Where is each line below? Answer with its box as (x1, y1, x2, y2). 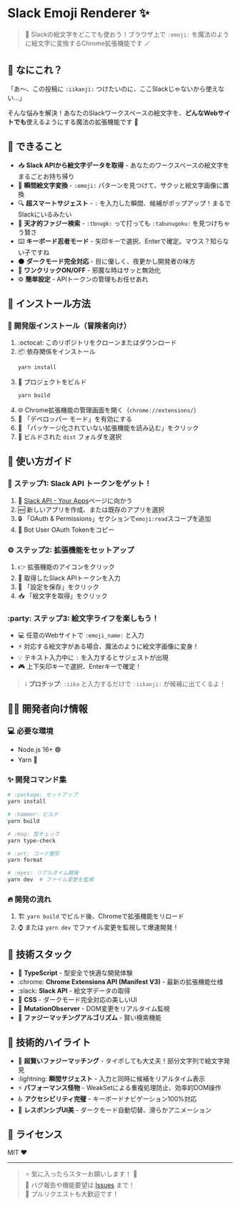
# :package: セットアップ (7, 791, 79, 798)
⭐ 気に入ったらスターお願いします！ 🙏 (24, 1169, 138, 1178)
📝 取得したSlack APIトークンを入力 (17, 573, 121, 582)
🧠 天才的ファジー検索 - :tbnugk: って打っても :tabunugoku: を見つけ (17, 219, 218, 227)
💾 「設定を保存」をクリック (17, 582, 99, 591)
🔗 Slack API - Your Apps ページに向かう (17, 496, 133, 505)
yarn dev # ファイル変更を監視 (7, 876, 94, 883)
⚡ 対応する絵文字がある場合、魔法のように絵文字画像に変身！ (17, 642, 199, 651)
